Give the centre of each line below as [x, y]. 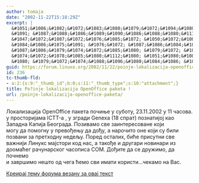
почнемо [17, 156]
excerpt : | [20, 23]
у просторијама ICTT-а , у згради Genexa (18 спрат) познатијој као [90, 118]
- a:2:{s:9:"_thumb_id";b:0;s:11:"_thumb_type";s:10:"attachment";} [92, 84]
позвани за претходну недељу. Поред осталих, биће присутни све [90, 137]
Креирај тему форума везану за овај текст [60, 173]
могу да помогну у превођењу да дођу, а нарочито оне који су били [92, 130]
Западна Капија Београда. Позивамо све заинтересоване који [85, 124]
